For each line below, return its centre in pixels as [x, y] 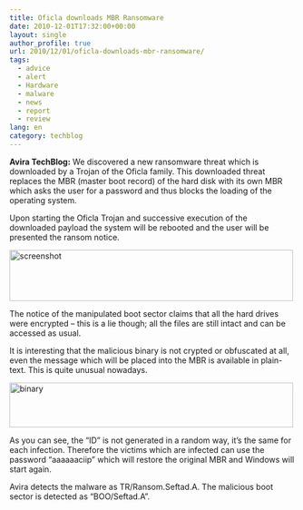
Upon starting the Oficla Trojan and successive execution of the [128, 218]
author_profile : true [50, 43]
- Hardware [38, 85]
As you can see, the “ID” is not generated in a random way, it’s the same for [151, 440]
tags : [20, 60]
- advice [34, 69]
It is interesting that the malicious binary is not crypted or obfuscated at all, [150, 350]
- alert [32, 77]
